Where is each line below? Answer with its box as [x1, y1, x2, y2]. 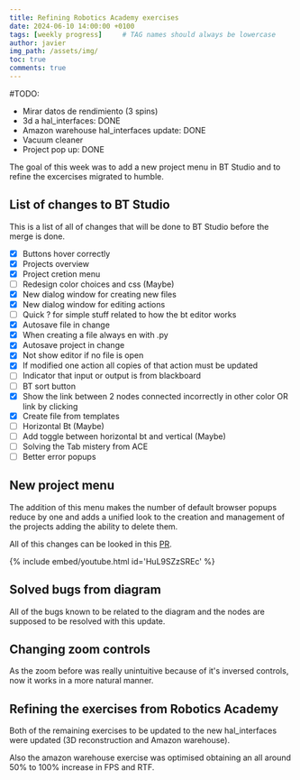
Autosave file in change [22, 319, 111, 330]
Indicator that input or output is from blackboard [22, 371, 201, 381]
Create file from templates [22, 410, 120, 421]
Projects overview [22, 258, 90, 269]
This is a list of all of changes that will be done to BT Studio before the [9, 221, 269, 232]
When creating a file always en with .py [22, 330, 168, 341]
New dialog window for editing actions [22, 299, 166, 309]
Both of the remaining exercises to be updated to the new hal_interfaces [9, 725, 277, 736]
